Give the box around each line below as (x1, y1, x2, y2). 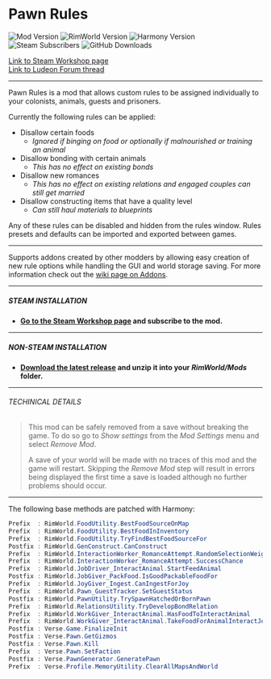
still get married (31, 188, 85, 197)
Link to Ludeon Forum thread (8, 64, 105, 74)
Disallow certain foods (19, 127, 95, 137)
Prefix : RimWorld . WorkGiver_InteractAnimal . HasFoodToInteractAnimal (8, 609, 251, 618)
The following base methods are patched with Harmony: (8, 504, 195, 514)
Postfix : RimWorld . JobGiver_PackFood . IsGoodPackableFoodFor (8, 572, 219, 580)
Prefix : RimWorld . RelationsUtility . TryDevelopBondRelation (8, 602, 219, 610)
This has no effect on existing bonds (31, 162, 154, 171)
